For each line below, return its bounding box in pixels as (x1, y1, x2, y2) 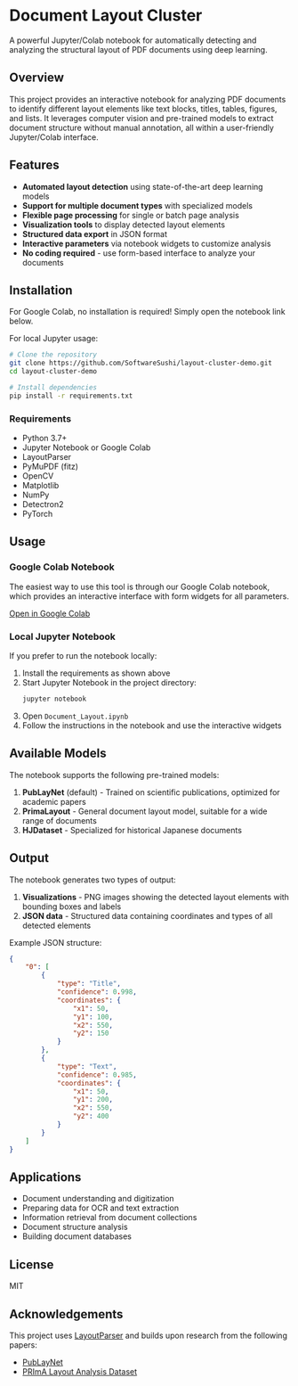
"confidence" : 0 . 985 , (56, 1070, 138, 1079)
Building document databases (21, 1231, 132, 1242)
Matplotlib (21, 480, 60, 491)
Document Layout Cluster (9, 5, 203, 26)
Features (9, 158, 60, 173)
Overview (9, 70, 65, 86)
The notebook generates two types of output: (9, 874, 176, 885)
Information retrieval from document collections (21, 1212, 197, 1223)
